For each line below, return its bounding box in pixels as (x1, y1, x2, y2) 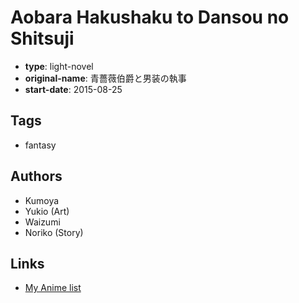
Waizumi (24, 216, 61, 228)
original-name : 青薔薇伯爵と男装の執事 (24, 72, 187, 84)
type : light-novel (24, 60, 94, 72)
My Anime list (24, 282, 82, 294)
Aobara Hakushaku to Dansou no (10, 6, 290, 29)
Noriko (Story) (24, 226, 84, 238)
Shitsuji (10, 27, 75, 50)
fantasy (24, 139, 57, 151)
